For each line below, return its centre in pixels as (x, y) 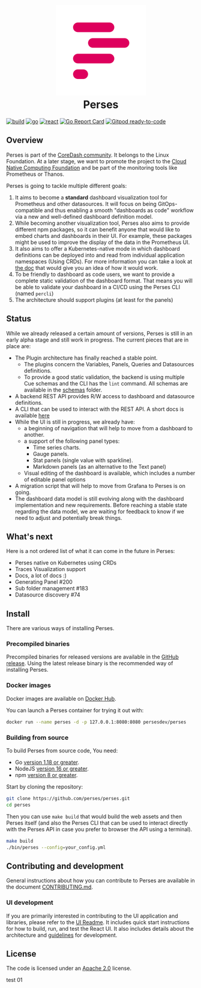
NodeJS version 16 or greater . (52, 768)
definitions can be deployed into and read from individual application (100, 255)
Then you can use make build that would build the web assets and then (94, 816)
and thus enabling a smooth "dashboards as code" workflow (119, 210)
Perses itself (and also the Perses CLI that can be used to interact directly (97, 823)
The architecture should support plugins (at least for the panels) (94, 299)
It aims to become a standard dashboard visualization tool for (91, 197)
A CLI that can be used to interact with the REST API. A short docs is (99, 409)
